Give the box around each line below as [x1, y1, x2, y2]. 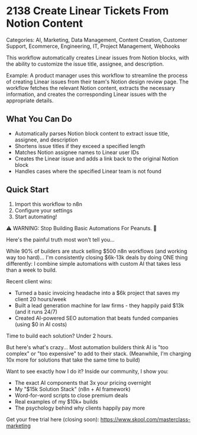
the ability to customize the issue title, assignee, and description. [6, 60, 164, 67]
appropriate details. [6, 96, 54, 104]
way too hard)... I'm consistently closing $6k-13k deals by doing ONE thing [6, 253, 188, 261]
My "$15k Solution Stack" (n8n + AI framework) [14, 385, 131, 392]
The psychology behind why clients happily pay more [14, 404, 146, 411]
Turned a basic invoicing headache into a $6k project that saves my [14, 289, 180, 297]
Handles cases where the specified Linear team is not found [14, 167, 162, 175]
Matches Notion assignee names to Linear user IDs [14, 149, 140, 156]
